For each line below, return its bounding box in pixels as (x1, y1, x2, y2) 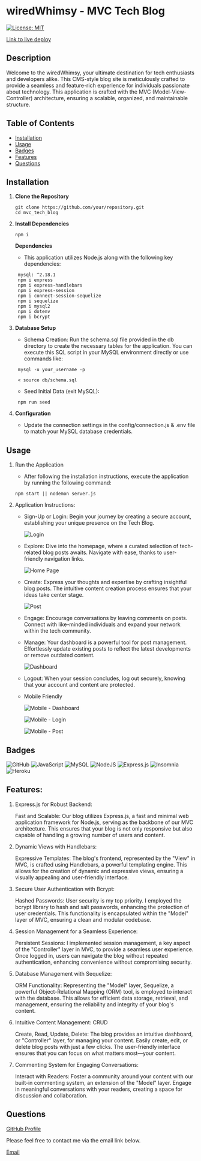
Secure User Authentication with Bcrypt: (14, 885, 115, 892)
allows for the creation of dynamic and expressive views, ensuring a (14, 867, 184, 874)
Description (6, 53, 51, 64)
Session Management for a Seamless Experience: (14, 928, 138, 935)
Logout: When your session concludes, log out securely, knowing (23, 675, 186, 682)
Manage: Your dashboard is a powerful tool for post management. (23, 639, 187, 646)
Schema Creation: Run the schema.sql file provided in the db (23, 336, 174, 343)
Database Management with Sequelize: (14, 970, 112, 977)
